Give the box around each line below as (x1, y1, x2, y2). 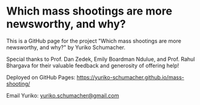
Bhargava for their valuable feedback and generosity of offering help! (6, 62, 179, 69)
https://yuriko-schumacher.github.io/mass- (76, 73, 185, 81)
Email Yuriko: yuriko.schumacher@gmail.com (6, 92, 119, 99)
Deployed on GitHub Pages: (6, 73, 76, 81)
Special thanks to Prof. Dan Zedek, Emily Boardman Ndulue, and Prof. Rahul (6, 55, 195, 63)
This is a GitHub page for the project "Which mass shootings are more (6, 37, 182, 44)
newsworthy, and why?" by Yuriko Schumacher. (6, 44, 126, 51)
